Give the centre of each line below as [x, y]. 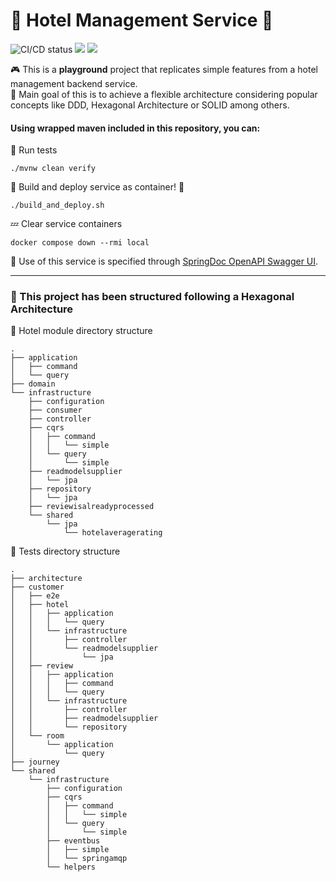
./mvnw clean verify [53, 169]
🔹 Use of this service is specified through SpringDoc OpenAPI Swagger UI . [164, 261]
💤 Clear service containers [66, 224]
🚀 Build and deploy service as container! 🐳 [97, 187]
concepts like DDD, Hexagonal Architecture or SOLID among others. [150, 105]
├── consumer [55, 410]
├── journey [35, 762]
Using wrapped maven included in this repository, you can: [135, 128]
